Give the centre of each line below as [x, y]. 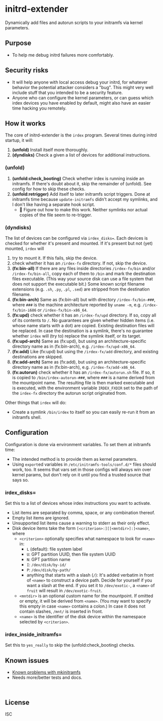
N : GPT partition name [48, 560]
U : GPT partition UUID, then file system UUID [71, 554]
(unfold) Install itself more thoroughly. [50, 150]
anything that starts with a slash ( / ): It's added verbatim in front [90, 575]
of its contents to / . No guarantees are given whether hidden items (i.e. [83, 320]
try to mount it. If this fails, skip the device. [55, 258]
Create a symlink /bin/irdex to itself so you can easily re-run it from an [83, 412]
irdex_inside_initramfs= [34, 634]
